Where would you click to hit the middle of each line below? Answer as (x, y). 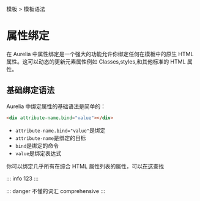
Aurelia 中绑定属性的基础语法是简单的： (56, 106)
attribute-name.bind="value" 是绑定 (60, 130)
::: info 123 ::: (22, 178)
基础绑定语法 (31, 90)
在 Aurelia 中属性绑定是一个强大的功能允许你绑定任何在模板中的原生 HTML (100, 54)
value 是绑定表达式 (38, 153)
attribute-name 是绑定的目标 (51, 138)
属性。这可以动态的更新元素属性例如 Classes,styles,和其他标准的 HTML (96, 61)
